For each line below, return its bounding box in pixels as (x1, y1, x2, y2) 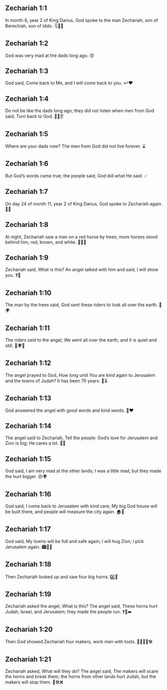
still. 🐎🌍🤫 (5, 343, 25, 348)
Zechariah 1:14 (5, 421, 51, 430)
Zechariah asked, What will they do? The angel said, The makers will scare (5, 668, 159, 675)
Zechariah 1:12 (5, 359, 51, 367)
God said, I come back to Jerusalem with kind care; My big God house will (5, 503, 158, 509)
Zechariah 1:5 (5, 130, 48, 138)
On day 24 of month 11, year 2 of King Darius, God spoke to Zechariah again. (5, 200, 163, 206)
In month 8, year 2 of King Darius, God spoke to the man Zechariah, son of (5, 17, 158, 23)
